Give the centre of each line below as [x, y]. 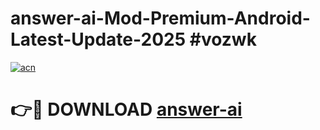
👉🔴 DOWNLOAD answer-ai [126, 109]
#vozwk [223, 39]
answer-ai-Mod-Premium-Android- [160, 18]
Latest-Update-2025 [98, 39]
